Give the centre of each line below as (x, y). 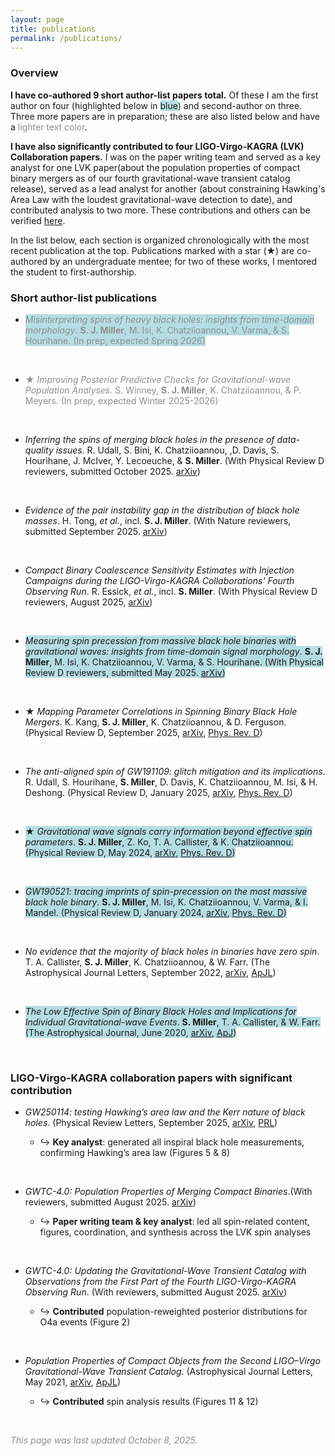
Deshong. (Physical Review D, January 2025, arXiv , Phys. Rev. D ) (158, 792)
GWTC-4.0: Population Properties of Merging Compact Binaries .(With (168, 1192)
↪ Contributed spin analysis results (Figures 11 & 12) (149, 1402)
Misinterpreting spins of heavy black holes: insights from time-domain (169, 319)
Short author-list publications (84, 298)
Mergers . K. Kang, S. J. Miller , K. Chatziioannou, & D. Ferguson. (155, 722)
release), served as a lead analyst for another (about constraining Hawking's (168, 188)
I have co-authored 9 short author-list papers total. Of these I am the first (164, 95)
